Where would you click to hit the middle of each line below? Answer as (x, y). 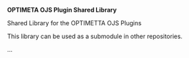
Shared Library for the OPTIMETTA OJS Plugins (75, 23)
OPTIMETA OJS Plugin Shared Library (62, 10)
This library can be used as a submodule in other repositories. (95, 36)
